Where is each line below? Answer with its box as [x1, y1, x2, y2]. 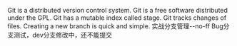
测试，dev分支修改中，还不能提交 [13, 31, 113, 39]
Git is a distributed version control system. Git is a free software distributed [7, 6, 228, 14]
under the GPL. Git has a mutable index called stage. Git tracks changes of [7, 13, 227, 22]
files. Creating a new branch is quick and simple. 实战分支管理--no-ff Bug [7, 22, 223, 30]
